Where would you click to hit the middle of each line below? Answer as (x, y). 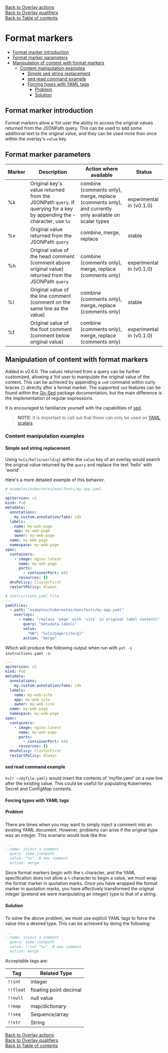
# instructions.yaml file (32, 596)
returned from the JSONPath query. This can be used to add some (73, 128)
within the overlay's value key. (36, 139)
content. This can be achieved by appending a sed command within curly (80, 382)
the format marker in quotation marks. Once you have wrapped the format (81, 883)
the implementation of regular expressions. (49, 398)
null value (42, 998)
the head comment (52, 256)
